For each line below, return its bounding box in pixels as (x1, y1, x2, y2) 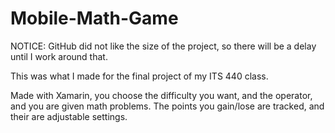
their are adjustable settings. (10, 110, 128, 122)
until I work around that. (10, 50, 108, 62)
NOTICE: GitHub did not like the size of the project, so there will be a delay (10, 40, 317, 52)
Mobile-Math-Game (10, 7, 179, 30)
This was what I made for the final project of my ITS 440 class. (10, 70, 269, 82)
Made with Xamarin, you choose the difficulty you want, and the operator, (10, 89, 313, 101)
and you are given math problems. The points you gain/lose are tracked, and (10, 100, 325, 112)
